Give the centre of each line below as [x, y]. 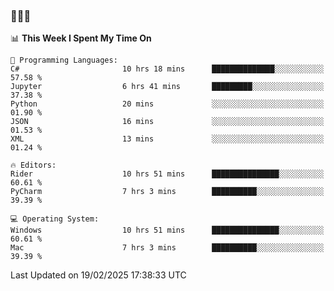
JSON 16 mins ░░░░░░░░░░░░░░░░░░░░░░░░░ [167, 122]
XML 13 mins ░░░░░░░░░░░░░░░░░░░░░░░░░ [167, 139]
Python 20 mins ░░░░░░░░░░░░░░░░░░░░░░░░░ [167, 104]
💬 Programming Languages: [64, 60]
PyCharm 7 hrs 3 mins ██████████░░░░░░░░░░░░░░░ [167, 192]
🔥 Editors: [33, 165]
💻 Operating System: [55, 219]
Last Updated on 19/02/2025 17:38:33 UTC [98, 275]
